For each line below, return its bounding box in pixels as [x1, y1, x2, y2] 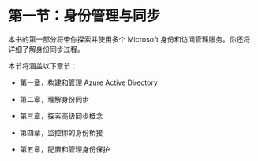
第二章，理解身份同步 [19, 94, 89, 104]
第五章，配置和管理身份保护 [19, 145, 110, 154]
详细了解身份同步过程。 [8, 44, 84, 53]
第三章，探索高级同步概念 [19, 111, 103, 120]
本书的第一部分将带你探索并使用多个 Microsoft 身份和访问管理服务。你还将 [8, 35, 251, 44]
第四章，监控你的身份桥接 [19, 127, 103, 137]
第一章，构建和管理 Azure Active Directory [19, 78, 158, 87]
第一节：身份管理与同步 [8, 7, 161, 25]
